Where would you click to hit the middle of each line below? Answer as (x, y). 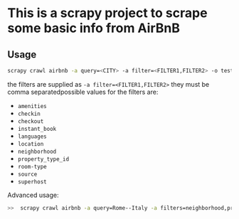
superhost (32, 182)
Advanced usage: (33, 195)
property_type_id (43, 159)
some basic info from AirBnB (94, 28)
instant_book (37, 129)
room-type (32, 166)
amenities (32, 106)
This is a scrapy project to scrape (107, 13)
